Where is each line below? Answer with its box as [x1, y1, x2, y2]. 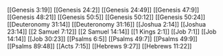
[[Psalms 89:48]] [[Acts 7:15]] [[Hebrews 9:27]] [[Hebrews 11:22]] [7, 42, 192, 50]
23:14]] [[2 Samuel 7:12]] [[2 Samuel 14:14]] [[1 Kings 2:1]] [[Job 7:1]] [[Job [7, 27, 217, 36]
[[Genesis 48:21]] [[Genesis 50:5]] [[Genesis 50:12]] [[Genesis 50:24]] [7, 13, 206, 21]
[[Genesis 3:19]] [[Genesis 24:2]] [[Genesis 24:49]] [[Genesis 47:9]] [7, 6, 200, 14]
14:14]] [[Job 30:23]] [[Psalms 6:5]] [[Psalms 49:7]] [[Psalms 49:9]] [7, 35, 198, 43]
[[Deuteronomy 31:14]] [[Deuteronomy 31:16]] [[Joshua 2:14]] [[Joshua [7, 20, 207, 28]
